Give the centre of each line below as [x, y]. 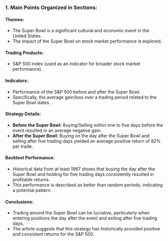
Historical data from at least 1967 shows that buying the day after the [84, 169]
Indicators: [17, 80]
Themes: [15, 20]
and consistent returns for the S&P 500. [53, 234]
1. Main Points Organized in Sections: [51, 8]
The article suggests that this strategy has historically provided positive [86, 229]
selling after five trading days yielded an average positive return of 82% [87, 141]
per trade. [23, 146]
